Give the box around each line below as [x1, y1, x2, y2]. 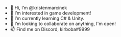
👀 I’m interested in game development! [10, 10, 91, 16]
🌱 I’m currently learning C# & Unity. [10, 15, 85, 21]
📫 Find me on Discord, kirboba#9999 [10, 26, 90, 32]
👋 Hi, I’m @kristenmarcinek [10, 5, 67, 10]
